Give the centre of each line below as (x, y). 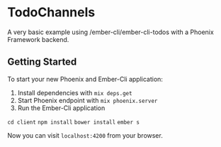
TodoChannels (51, 12)
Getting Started (42, 62)
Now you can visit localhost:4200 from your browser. (85, 135)
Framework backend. (38, 39)
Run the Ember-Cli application (61, 108)
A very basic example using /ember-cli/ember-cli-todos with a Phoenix (110, 32)
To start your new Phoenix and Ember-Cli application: (85, 79)
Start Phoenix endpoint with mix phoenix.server (87, 100)
